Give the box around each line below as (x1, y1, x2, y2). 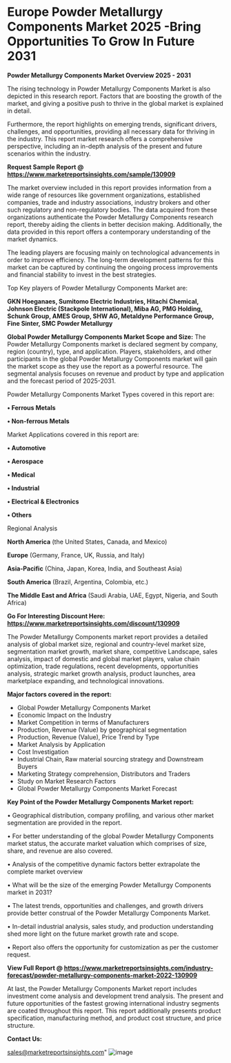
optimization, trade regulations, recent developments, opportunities (7, 662, 199, 670)
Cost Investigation (17, 748, 69, 756)
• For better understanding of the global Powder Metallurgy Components (7, 831, 214, 840)
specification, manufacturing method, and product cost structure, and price (7, 1014, 222, 1022)
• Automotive (7, 443, 46, 452)
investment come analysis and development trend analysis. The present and (7, 992, 224, 1000)
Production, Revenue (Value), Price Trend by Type (17, 732, 160, 741)
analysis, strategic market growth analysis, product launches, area (7, 669, 196, 678)
